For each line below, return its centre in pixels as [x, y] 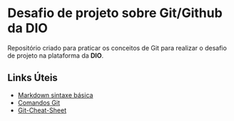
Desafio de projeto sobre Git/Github [115, 13]
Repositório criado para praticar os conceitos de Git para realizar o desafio [117, 48]
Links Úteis [33, 78]
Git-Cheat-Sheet [42, 110]
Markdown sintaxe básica [55, 95]
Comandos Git [39, 102]
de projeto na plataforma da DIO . [56, 56]
